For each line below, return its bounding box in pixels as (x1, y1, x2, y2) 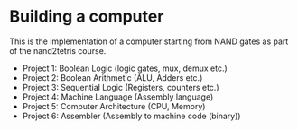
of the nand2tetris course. (9, 45, 107, 56)
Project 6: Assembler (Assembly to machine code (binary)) (22, 110, 241, 121)
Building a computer (9, 6, 164, 27)
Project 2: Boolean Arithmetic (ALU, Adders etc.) (22, 72, 203, 82)
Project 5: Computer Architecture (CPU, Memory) (22, 100, 206, 111)
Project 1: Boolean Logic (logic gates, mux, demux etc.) (22, 63, 228, 74)
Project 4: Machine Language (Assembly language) (22, 91, 214, 102)
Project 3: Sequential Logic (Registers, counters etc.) (22, 82, 219, 92)
